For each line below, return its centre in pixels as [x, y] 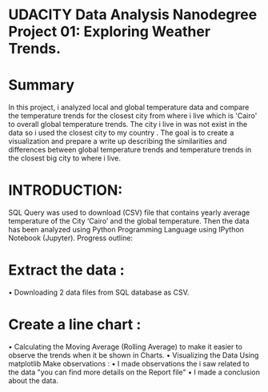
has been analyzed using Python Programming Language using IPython [126, 230]
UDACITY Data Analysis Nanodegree [133, 15]
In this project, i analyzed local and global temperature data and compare [129, 107]
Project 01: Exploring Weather [109, 32]
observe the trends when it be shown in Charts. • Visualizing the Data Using [134, 355]
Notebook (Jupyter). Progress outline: [71, 238]
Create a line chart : [75, 325]
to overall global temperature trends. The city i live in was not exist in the [128, 125]
